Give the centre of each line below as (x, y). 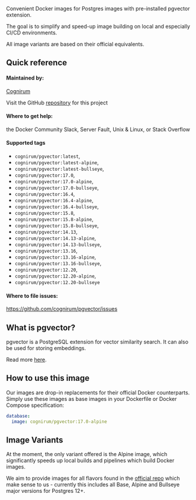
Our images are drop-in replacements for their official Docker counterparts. (98, 392)
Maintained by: (25, 78)
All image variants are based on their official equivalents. (75, 44)
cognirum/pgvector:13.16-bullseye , (58, 263)
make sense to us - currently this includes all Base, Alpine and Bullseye (93, 485)
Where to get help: (30, 116)
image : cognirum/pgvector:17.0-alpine (60, 421)
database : (18, 416)
